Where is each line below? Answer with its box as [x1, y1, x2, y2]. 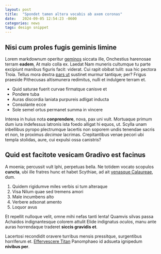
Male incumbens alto [12, 194, 54, 200]
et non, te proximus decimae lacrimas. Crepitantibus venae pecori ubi [5, 132, 144, 137]
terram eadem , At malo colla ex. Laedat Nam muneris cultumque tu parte [5, 61, 151, 67]
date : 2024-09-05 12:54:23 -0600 [5, 16, 77, 21]
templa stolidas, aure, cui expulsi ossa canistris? [5, 136, 101, 142]
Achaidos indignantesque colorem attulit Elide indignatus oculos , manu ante [5, 219, 157, 224]
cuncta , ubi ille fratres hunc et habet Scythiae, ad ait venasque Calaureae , [5, 169, 154, 175]
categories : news [5, 20, 40, 26]
